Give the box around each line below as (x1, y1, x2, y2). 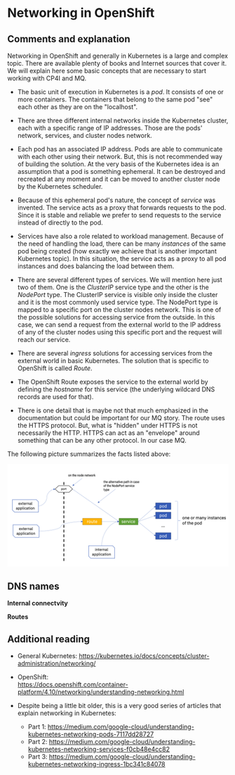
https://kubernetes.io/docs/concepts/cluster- (79, 651, 210, 660)
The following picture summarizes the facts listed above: (7, 450, 171, 458)
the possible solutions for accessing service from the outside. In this (17, 313, 215, 321)
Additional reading (7, 633, 90, 645)
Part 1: (27, 722, 47, 731)
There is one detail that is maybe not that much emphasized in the (17, 406, 209, 415)
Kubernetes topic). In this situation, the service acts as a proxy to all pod (17, 255, 227, 263)
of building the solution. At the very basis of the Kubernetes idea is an (17, 160, 220, 168)
